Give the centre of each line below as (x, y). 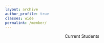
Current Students (82, 36)
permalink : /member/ (26, 23)
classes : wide (20, 18)
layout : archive (21, 9)
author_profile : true (27, 14)
